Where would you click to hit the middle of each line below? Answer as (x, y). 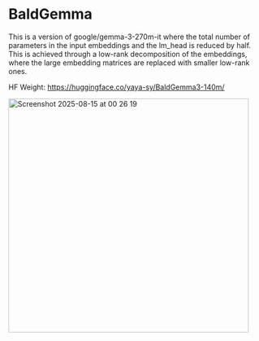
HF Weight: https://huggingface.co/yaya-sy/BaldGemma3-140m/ (117, 87)
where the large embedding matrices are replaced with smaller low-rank (129, 63)
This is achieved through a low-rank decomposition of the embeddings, (128, 54)
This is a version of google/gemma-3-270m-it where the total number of (129, 37)
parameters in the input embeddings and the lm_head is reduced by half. (130, 45)
